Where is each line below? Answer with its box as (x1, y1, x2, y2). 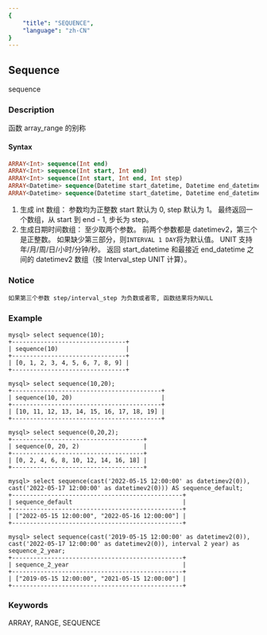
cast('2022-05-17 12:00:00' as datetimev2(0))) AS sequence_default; (8, 484, 244, 492)
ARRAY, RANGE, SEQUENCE (8, 617, 101, 627)
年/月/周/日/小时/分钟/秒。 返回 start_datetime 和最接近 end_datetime (19, 244, 246, 254)
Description (8, 104, 55, 115)
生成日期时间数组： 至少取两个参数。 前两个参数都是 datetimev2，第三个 (19, 224, 258, 234)
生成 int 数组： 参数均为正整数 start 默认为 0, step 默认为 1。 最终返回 (19, 205, 246, 214)
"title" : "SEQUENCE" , (22, 19, 94, 27)
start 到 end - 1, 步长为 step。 (56, 214, 153, 224)
